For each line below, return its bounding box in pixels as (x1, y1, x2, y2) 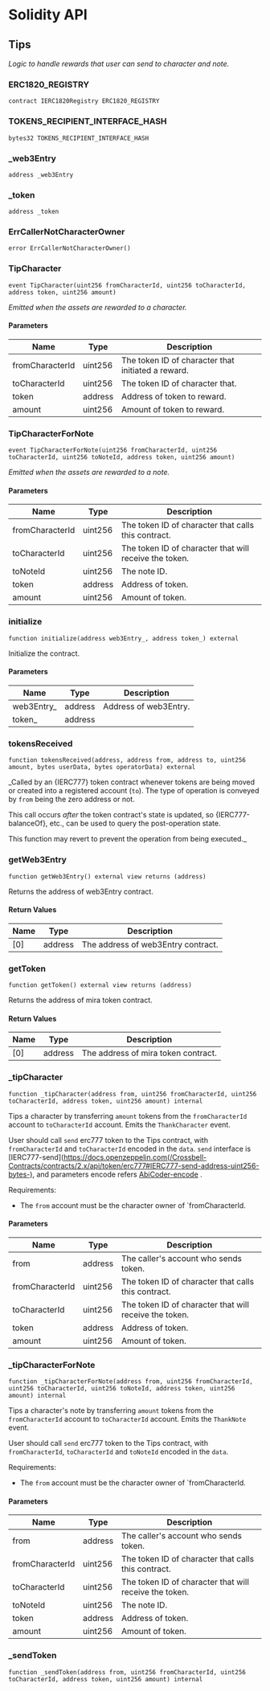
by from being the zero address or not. (8, 794, 135, 805)
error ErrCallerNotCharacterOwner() (8, 244, 131, 252)
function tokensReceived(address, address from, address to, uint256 (8, 756, 247, 764)
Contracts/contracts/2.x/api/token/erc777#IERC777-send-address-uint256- (8, 1161, 260, 1170)
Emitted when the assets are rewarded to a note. (8, 468, 170, 477)
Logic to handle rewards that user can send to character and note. (8, 59, 230, 68)
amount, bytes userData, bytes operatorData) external (8, 764, 196, 772)
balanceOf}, (8, 818, 48, 829)
